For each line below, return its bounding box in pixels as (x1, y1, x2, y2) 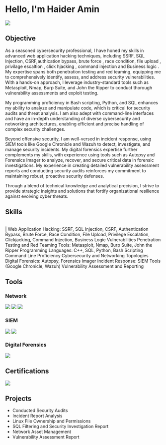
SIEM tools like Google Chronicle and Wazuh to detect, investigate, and (5, 141, 151, 147)
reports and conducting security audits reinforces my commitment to (5, 167, 146, 173)
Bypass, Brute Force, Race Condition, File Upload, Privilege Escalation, (5, 231, 150, 237)
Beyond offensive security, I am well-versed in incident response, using (5, 136, 152, 142)
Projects (5, 395, 32, 403)
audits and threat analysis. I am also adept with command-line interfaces (5, 110, 154, 116)
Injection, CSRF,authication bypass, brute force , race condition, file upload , (5, 58, 162, 64)
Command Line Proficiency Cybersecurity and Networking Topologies (5, 252, 149, 258)
